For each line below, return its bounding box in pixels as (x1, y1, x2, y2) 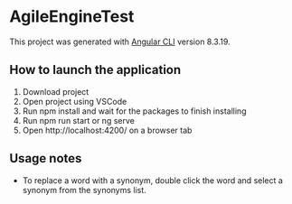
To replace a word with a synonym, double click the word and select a (22, 174, 283, 186)
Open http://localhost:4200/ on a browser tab (22, 125, 193, 135)
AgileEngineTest (9, 6, 135, 27)
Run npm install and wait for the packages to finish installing (22, 106, 247, 116)
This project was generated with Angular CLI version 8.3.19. (9, 36, 231, 47)
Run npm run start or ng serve (22, 115, 136, 125)
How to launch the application (9, 62, 182, 78)
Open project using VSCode (22, 96, 127, 107)
